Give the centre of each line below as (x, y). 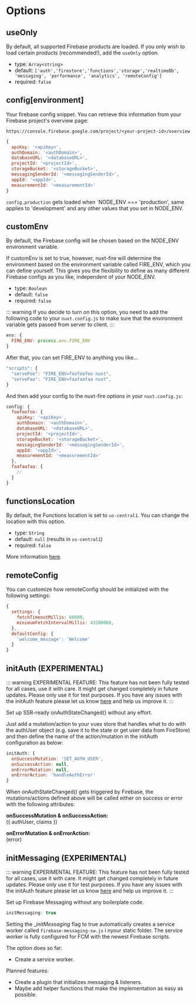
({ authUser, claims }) (32, 822)
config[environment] (45, 100)
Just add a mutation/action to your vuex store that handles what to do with (96, 724)
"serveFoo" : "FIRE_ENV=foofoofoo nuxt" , (61, 374)
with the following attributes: (40, 804)
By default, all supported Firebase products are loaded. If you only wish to (96, 46)
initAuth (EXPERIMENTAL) (55, 668)
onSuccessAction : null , (40, 764)
